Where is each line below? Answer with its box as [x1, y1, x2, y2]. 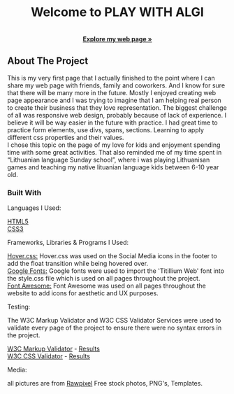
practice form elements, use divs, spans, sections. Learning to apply [7, 125, 205, 134]
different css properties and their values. [7, 133, 124, 141]
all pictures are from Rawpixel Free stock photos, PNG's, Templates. [7, 379, 203, 388]
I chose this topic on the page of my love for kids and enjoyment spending [7, 141, 221, 149]
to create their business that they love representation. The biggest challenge [7, 103, 227, 112]
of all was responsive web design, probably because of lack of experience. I [7, 111, 227, 119]
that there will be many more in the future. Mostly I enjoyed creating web [7, 88, 217, 97]
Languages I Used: [7, 204, 61, 212]
